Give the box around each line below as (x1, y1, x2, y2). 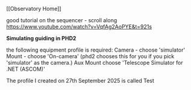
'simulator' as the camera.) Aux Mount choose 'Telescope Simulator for (6, 59, 183, 66)
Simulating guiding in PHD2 (6, 35, 77, 41)
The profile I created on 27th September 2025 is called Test (6, 77, 155, 84)
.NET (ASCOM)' (6, 65, 45, 73)
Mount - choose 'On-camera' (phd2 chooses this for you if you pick (6, 53, 175, 59)
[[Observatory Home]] (6, 5, 61, 12)
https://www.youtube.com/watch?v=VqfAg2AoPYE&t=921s (6, 23, 152, 30)
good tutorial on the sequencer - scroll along (6, 17, 117, 23)
